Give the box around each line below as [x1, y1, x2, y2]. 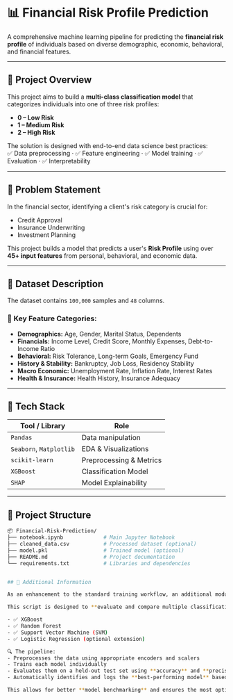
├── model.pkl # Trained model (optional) [7, 546, 185, 554]
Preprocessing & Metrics [81, 455, 162, 465]
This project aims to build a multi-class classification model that [7, 92, 193, 101]
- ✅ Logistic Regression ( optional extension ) [7, 635, 146, 642]
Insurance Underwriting [17, 223, 85, 231]
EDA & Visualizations [81, 444, 149, 454]
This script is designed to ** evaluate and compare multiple [7, 603, 188, 611]
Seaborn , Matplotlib [10, 444, 75, 454]
